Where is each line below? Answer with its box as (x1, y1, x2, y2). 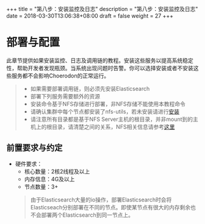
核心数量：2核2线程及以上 (24, 167, 90, 175)
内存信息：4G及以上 (24, 175, 75, 182)
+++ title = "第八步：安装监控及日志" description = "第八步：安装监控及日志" (6, 5, 198, 12)
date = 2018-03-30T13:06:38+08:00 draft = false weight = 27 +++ (6, 12, 174, 20)
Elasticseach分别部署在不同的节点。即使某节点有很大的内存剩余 (30, 203, 191, 211)
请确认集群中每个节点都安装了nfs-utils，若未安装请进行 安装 (30, 107, 180, 115)
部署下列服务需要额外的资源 (30, 92, 101, 99)
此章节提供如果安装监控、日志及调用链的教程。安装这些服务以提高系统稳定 (6, 57, 193, 64)
